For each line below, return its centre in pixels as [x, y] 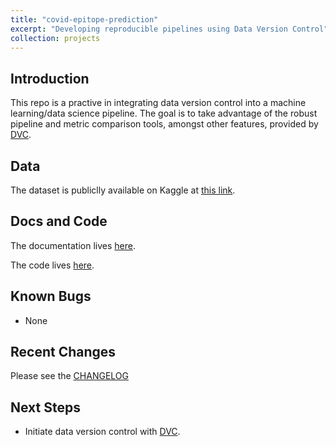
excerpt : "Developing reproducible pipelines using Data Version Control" [169, 29]
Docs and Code [59, 221]
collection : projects [55, 38]
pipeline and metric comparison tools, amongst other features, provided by [164, 124]
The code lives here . [52, 265]
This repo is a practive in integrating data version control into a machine [158, 103]
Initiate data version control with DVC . [102, 432]
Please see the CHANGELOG [69, 376]
